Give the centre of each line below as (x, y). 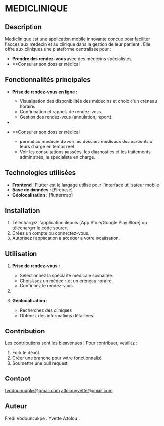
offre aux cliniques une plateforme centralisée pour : (58, 49)
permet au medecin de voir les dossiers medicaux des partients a (86, 141)
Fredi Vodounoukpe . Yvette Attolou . (43, 418)
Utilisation (21, 254)
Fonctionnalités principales (48, 80)
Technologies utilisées (41, 173)
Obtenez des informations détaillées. (57, 316)
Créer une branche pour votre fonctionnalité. (58, 358)
